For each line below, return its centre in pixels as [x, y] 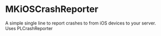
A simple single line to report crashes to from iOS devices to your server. [81, 23]
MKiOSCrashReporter [52, 9]
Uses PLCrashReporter [29, 28]
